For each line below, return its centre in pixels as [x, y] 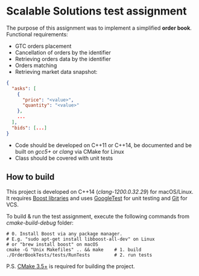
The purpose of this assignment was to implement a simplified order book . [99, 28]
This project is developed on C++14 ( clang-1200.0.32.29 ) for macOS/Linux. [100, 191]
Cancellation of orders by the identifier [63, 52]
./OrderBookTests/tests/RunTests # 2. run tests [79, 255]
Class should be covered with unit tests [64, 158]
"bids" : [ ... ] [29, 128]
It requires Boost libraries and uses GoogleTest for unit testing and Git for [97, 198]
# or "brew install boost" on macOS [52, 244]
